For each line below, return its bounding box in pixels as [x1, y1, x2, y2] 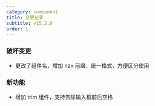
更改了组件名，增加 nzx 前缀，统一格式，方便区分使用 [15, 62, 150, 69]
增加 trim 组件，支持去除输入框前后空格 [15, 93, 113, 101]
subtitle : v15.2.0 [6, 20, 53, 26]
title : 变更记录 [6, 15, 44, 21]
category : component [6, 8, 59, 15]
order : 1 [6, 25, 28, 32]
